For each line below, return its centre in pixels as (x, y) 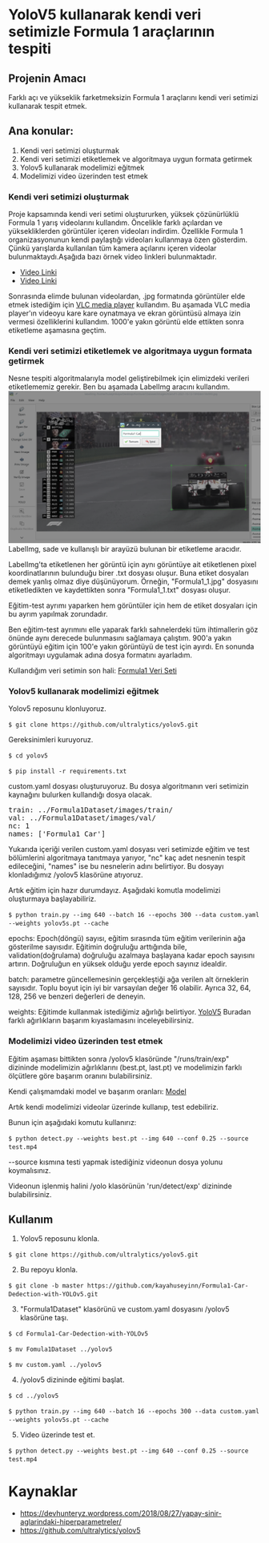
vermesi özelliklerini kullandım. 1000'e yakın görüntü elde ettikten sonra (126, 322)
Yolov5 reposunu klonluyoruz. (57, 709)
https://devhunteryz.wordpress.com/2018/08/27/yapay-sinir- (120, 1513)
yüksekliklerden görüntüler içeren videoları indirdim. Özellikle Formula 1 (126, 231)
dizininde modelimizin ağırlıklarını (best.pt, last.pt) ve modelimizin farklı (125, 1067)
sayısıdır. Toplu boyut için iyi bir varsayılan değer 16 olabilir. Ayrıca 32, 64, (130, 988)
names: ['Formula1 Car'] (57, 834)
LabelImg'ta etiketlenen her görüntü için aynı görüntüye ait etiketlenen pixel (132, 565)
